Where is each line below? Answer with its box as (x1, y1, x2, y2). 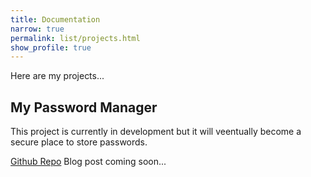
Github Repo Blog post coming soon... (10, 156, 167, 168)
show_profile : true (10, 42, 92, 53)
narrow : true (10, 24, 65, 34)
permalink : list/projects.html (10, 33, 141, 43)
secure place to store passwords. (10, 136, 148, 148)
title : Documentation (10, 14, 101, 25)
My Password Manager (10, 99, 158, 116)
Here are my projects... (10, 70, 105, 82)
